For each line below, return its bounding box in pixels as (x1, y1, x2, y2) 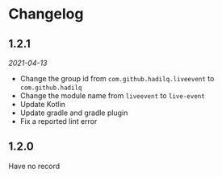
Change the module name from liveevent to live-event (19, 91, 206, 101)
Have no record (8, 161, 61, 171)
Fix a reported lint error (19, 117, 98, 126)
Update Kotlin (19, 100, 66, 109)
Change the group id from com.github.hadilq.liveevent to (19, 74, 215, 83)
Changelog (8, 5, 84, 23)
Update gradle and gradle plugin (19, 108, 128, 117)
